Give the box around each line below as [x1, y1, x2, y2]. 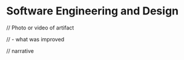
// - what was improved [6, 35, 65, 43]
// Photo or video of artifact [6, 24, 74, 31]
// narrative [6, 47, 34, 55]
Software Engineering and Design [6, 4, 179, 18]
